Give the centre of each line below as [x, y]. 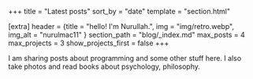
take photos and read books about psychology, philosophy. [104, 66]
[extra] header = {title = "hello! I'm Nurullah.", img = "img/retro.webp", [121, 26]
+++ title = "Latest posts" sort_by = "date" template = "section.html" [119, 11]
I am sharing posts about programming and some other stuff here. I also [125, 58]
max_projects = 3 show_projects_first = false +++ [89, 43]
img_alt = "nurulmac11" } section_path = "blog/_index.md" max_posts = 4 [127, 35]
